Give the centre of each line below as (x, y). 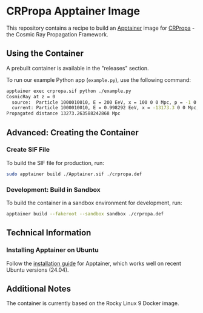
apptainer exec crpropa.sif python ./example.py (69, 91)
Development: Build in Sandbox (54, 189)
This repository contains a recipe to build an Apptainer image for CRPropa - (101, 28)
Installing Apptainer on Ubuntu (52, 250)
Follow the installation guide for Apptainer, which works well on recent (94, 263)
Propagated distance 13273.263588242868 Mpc (63, 113)
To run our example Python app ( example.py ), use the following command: (98, 79)
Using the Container (45, 54)
